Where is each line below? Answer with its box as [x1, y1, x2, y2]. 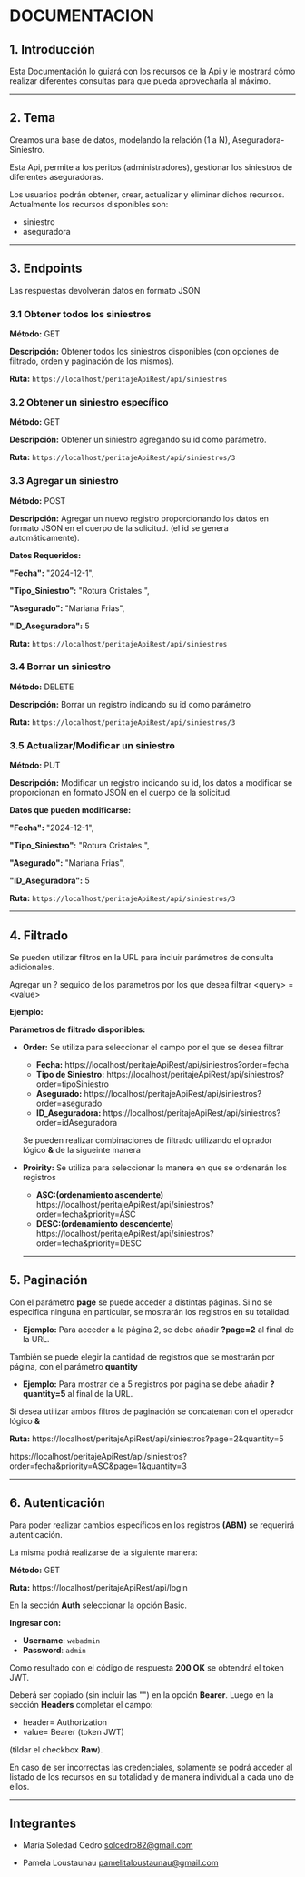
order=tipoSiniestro [35, 1079, 109, 1089]
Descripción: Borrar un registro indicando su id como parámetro [9, 698, 251, 709]
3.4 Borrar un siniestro [9, 660, 112, 673]
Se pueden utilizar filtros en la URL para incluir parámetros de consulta [9, 951, 274, 962]
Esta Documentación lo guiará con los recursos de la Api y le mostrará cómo [9, 65, 296, 76]
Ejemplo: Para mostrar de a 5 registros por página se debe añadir [22, 1379, 269, 1390]
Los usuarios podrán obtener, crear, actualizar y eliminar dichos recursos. [9, 188, 285, 200]
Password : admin [22, 1644, 86, 1655]
